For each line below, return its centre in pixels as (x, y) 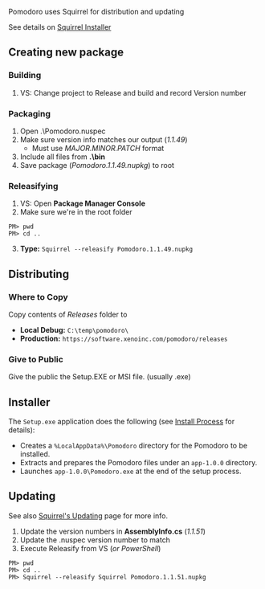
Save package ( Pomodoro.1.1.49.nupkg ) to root (97, 165)
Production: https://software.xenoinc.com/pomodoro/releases (124, 338)
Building (25, 76)
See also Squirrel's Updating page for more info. (88, 515)
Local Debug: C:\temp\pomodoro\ (74, 329)
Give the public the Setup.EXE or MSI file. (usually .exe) (100, 377)
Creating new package (66, 53)
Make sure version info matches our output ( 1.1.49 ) (104, 139)
